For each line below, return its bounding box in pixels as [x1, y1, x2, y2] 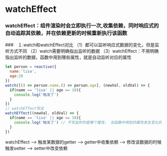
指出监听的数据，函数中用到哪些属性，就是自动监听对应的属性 [5, 54, 132, 60]
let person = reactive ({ [5, 64, 57, 69]
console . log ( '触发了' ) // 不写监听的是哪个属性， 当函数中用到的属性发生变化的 [14, 120, 163, 125]
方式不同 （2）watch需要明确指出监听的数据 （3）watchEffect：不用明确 [9, 48, 159, 54]
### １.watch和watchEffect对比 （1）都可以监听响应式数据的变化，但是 [5, 42, 155, 48]
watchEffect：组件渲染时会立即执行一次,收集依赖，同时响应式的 [5, 22, 159, 29]
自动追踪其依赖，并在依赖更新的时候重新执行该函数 [5, 30, 128, 37]
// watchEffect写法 [5, 106, 44, 111]
